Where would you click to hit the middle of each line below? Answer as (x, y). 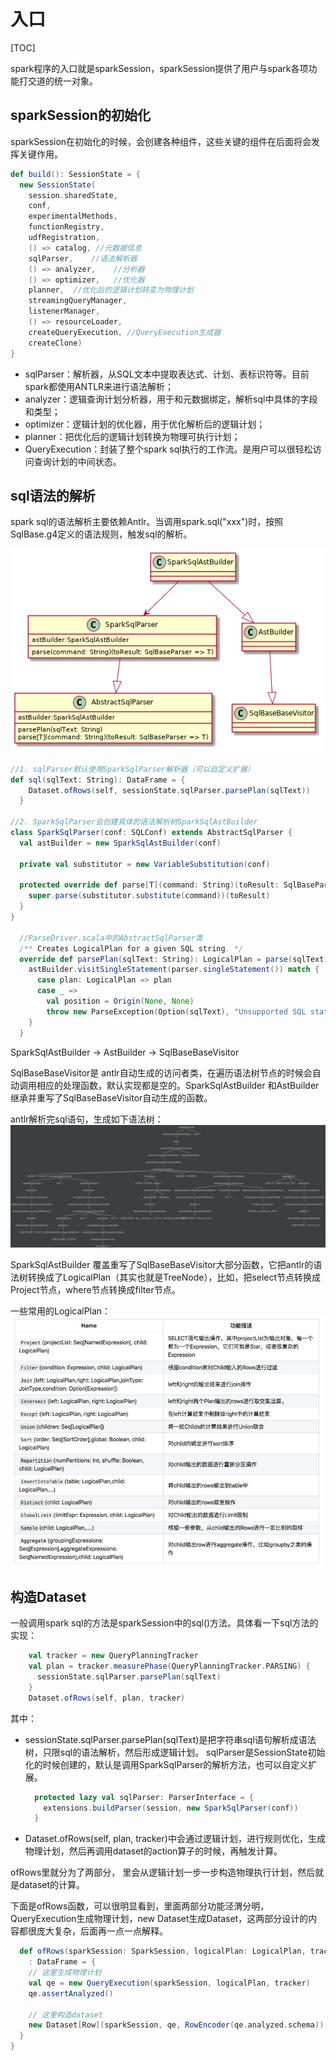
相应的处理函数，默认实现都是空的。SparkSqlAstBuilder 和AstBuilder (178, 1085)
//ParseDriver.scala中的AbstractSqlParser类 (111, 938)
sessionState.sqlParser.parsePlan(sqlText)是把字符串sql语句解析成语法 (170, 1739)
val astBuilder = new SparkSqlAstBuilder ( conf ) (120, 843)
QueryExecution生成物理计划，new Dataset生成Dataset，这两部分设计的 (159, 1919)
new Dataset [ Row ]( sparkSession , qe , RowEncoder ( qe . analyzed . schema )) (176, 2025)
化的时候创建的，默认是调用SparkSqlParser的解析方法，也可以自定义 (166, 1764)
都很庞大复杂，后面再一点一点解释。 (93, 1931)
